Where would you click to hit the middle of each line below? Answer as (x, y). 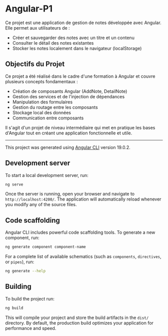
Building (18, 287)
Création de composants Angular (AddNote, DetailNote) (70, 91)
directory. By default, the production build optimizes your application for (79, 323)
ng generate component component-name (45, 247)
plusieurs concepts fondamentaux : (42, 81)
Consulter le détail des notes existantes (53, 43)
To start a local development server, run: (47, 175)
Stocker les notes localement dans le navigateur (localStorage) (77, 48)
